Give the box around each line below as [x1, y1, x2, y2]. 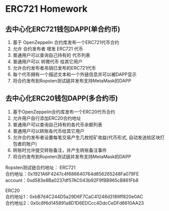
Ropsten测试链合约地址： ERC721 [5, 164, 76, 171]
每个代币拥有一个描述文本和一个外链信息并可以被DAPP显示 [12, 71, 137, 77]
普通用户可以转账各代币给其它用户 [12, 128, 85, 134]
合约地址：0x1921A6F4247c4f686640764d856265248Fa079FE [5, 171, 139, 177]
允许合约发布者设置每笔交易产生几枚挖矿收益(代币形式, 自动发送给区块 [12, 134, 160, 140]
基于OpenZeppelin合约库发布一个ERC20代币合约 [12, 109, 115, 115]
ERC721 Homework [5, 3, 88, 15]
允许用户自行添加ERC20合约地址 [12, 115, 81, 121]
